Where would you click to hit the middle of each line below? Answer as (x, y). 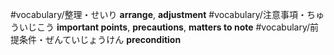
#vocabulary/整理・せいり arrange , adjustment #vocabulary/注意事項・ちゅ (167, 14)
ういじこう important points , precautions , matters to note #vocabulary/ (160, 27)
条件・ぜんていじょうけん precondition (100, 39)
